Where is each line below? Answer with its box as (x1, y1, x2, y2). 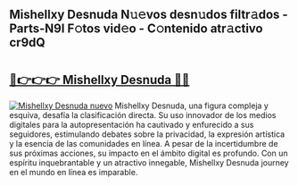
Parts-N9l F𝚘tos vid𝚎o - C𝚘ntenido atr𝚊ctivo (9, 21, 263, 37)
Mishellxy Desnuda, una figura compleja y (114, 100, 269, 111)
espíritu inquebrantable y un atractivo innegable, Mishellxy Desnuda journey (9, 157, 289, 168)
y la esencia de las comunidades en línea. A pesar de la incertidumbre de (9, 139, 278, 148)
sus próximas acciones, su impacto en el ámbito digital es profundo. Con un (9, 148, 288, 158)
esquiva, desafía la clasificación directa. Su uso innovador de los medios (9, 110, 277, 120)
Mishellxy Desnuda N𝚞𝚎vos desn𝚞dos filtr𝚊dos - (9, 7, 288, 22)
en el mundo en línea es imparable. (9, 167, 138, 177)
